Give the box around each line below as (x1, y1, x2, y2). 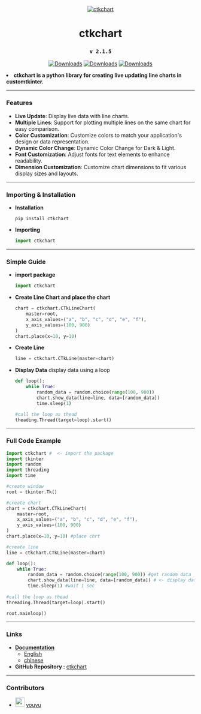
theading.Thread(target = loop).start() (14, 417, 112, 423)
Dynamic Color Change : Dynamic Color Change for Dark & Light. (14, 144, 176, 151)
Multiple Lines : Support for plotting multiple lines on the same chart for (14, 119, 191, 126)
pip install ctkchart (14, 216, 69, 222)
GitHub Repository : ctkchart (14, 663, 87, 670)
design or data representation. (14, 138, 90, 145)
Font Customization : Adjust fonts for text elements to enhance (14, 151, 170, 158)
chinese (23, 656, 44, 664)
